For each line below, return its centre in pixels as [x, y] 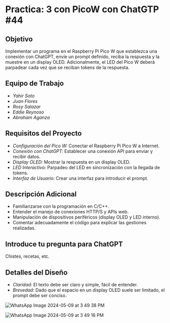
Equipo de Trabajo [35, 83]
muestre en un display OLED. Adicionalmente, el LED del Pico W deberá [80, 62]
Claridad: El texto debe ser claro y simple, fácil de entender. [75, 285]
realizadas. [24, 228]
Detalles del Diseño [36, 272]
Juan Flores [25, 101]
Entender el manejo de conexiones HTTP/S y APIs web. [71, 212]
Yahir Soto [23, 96]
